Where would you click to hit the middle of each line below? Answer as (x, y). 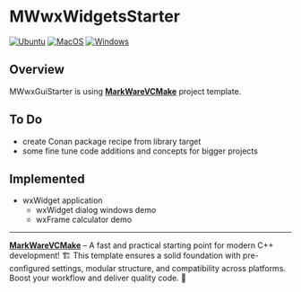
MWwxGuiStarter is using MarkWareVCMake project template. (125, 91)
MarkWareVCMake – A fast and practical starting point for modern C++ (142, 245)
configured (30, 269)
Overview (37, 70)
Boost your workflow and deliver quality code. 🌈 (98, 278)
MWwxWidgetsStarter (95, 17)
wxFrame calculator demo (84, 220)
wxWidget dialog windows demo (96, 210)
